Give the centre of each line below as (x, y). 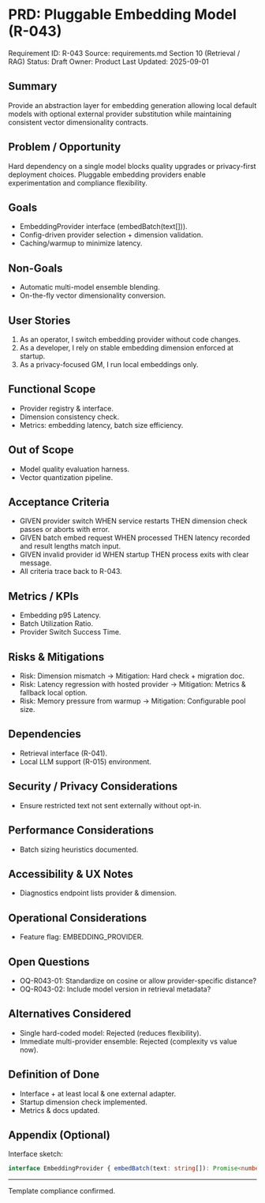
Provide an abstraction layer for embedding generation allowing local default (132, 105)
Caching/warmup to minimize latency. (81, 243)
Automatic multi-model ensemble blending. (90, 287)
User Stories (39, 320)
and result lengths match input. (70, 546)
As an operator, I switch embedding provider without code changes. (130, 339)
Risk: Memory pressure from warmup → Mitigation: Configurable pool (132, 701)
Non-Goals (35, 268)
